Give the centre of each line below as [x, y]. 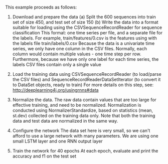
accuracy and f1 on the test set [44, 156]
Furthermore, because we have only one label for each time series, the [86, 59]
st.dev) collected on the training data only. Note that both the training [84, 116]
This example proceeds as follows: [41, 7]
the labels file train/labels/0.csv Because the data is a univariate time [83, 43]
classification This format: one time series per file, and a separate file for [88, 33]
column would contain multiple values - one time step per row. [77, 54]
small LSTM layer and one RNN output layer [57, 141]
